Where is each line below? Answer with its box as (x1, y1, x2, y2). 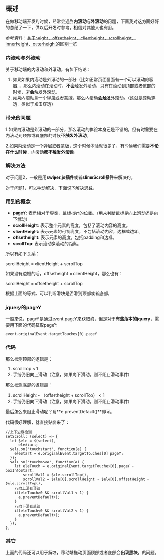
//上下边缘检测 (5, 429, 32, 435)
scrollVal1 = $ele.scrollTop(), (23, 472, 89, 477)
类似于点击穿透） (21, 101, 55, 107)
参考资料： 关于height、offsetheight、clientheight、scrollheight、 (5, 35, 136, 40)
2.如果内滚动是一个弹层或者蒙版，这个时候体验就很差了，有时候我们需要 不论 (5, 143, 159, 149)
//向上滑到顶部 (14, 486, 41, 491)
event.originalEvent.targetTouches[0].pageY (5, 332, 97, 337)
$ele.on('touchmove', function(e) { (10, 460, 84, 464)
